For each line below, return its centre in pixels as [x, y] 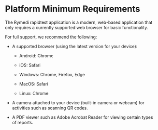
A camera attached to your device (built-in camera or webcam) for [78, 102]
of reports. [22, 122]
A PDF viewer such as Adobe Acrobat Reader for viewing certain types [82, 117]
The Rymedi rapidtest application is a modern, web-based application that [79, 22]
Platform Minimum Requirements [72, 9]
